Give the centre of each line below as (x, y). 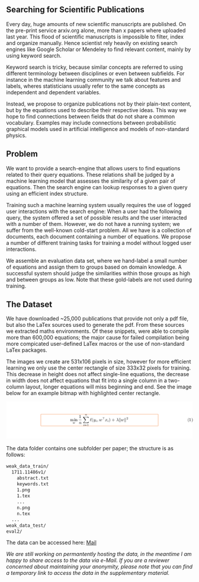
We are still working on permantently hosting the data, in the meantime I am (99, 554)
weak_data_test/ (26, 526)
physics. (16, 135)
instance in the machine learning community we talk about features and (94, 79)
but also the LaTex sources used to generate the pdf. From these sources (95, 325)
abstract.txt (33, 478)
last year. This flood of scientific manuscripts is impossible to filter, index (95, 36)
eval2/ (14, 532)
